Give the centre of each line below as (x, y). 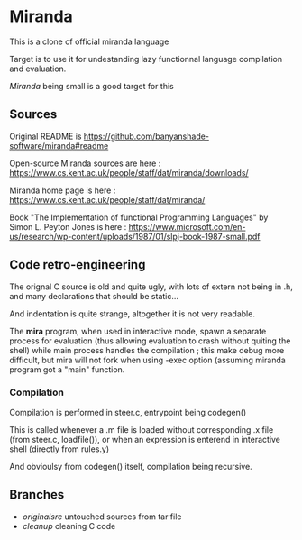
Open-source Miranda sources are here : (85, 163)
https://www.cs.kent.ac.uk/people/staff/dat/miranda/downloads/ (129, 172)
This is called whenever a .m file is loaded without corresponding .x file (142, 429)
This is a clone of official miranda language (89, 41)
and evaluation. (38, 69)
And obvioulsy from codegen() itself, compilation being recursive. (131, 466)
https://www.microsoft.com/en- (187, 226)
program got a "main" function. (67, 369)
